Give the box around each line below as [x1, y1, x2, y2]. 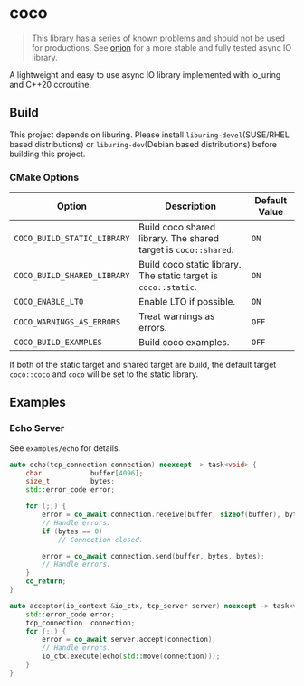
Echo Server [9, 422, 65, 435]
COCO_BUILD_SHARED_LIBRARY [14, 270, 130, 281]
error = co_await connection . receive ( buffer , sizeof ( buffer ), [42, 510, 281, 520]
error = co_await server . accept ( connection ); [42, 635, 217, 644]
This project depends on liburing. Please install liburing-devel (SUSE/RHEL [9, 129, 290, 140]
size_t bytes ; [25, 477, 116, 486]
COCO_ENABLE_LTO [14, 296, 84, 307]
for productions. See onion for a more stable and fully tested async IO [31, 42, 292, 52]
